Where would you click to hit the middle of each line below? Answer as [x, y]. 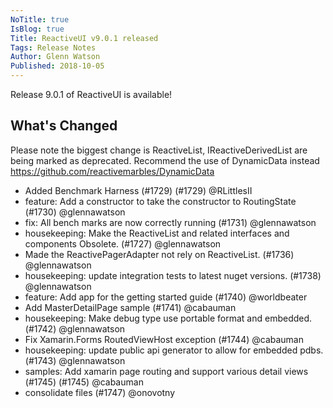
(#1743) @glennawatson [75, 360]
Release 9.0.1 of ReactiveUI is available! [91, 94]
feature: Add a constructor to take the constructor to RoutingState [160, 201]
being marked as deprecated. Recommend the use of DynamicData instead [165, 160]
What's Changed [64, 126]
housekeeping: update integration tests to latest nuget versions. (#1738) [173, 275]
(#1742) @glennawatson [75, 328]
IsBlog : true [37, 29]
